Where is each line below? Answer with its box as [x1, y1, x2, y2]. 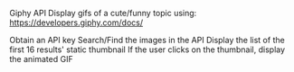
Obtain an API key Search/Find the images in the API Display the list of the [9, 35, 285, 45]
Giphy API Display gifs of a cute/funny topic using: [9, 8, 197, 18]
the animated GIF [9, 54, 74, 64]
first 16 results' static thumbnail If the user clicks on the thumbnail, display [9, 44, 286, 55]
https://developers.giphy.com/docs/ [9, 17, 143, 28]
